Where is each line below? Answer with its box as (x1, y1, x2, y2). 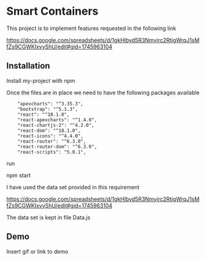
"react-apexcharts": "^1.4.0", (17, 116, 97, 123)
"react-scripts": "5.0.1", (17, 149, 86, 155)
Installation (6, 61, 50, 71)
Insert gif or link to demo (6, 248, 69, 255)
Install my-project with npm (6, 77, 75, 84)
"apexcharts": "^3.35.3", (17, 100, 84, 107)
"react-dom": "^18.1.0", (17, 127, 81, 134)
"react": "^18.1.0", (17, 112, 70, 118)
